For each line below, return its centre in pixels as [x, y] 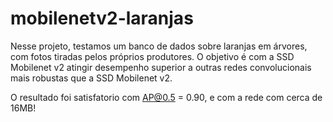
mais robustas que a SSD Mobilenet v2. [91, 78]
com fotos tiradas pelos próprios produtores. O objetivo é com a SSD [152, 56]
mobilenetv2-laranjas [102, 18]
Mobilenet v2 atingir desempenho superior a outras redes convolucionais [161, 67]
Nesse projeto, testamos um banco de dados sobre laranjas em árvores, [159, 46]
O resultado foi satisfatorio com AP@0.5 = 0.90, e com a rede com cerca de [166, 97]
